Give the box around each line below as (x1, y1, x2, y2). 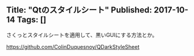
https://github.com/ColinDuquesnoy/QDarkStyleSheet (6, 43, 140, 50)
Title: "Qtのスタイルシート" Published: (6, 5, 152, 15)
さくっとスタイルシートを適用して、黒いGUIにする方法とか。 (6, 31, 158, 38)
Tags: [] (17, 15, 46, 25)
